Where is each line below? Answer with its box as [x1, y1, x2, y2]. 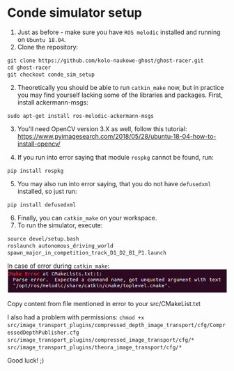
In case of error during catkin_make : [7, 262, 110, 270]
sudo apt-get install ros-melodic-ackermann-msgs [7, 112, 155, 119]
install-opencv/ [17, 139, 61, 148]
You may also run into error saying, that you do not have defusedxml [17, 179, 211, 188]
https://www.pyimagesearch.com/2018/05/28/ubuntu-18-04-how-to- [17, 132, 217, 140]
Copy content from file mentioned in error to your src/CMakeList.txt [7, 300, 201, 308]
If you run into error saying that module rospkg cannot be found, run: [17, 153, 214, 161]
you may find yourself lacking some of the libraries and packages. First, [17, 91, 223, 99]
